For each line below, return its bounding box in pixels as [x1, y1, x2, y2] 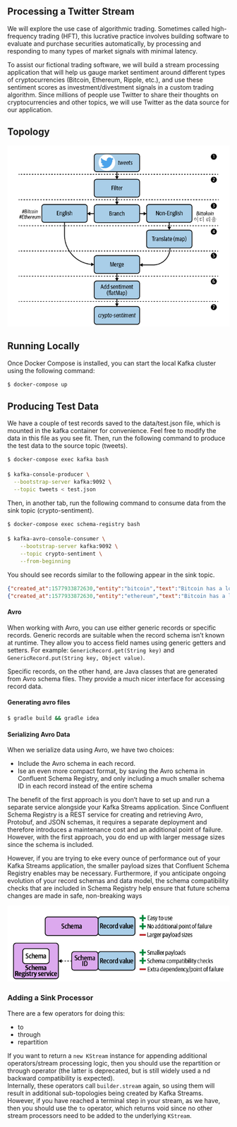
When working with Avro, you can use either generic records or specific [7, 623, 217, 632]
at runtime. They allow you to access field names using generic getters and [7, 638, 226, 647]
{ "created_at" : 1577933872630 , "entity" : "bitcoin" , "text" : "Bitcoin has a [7, 585, 222, 592]
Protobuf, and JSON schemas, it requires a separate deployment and [7, 818, 207, 827]
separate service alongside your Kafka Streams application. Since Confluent [7, 803, 229, 812]
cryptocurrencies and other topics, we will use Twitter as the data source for [7, 98, 230, 106]
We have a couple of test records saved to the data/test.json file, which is [7, 419, 221, 427]
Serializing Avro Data [7, 730, 71, 738]
